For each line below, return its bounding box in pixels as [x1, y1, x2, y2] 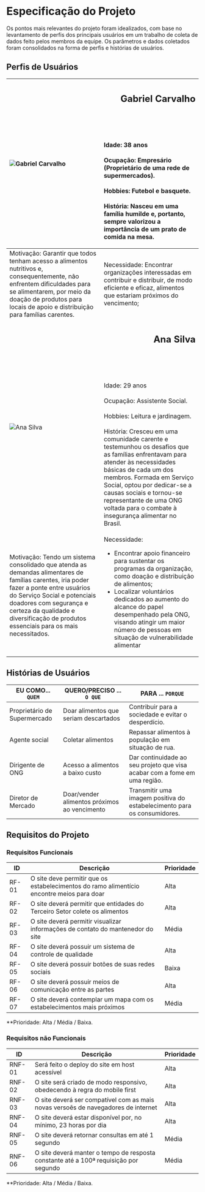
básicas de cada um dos [103, 465, 174, 474]
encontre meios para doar [30, 890, 105, 898]
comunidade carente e [103, 435, 168, 443]
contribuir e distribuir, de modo [103, 276, 193, 284]
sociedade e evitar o [129, 710, 187, 718]
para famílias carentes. [9, 311, 75, 319]
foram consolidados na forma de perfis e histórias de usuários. [6, 44, 165, 51]
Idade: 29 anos [103, 381, 147, 390]
